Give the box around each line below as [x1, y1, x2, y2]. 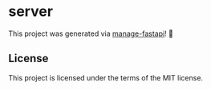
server [8, 2, 54, 21]
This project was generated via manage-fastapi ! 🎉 [8, 29, 174, 38]
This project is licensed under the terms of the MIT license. [8, 72, 203, 82]
